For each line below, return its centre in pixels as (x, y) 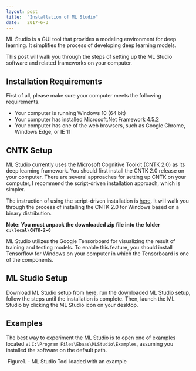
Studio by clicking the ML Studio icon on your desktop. (72, 305)
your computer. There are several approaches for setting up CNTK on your (96, 177)
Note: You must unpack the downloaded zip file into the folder (83, 225)
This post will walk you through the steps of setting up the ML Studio (89, 57)
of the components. (30, 260)
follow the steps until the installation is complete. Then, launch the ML (90, 299)
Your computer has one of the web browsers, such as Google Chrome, (100, 126)
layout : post (22, 11)
